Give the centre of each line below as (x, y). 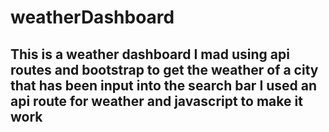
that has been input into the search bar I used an (164, 85)
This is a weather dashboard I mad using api (150, 54)
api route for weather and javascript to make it (156, 101)
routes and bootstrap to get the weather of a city (164, 69)
